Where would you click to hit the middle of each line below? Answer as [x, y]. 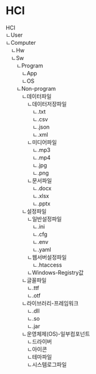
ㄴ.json [41, 127]
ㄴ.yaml [42, 250]
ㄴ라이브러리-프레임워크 [50, 303]
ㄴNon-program [36, 88]
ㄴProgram [30, 66]
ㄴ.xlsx [41, 196]
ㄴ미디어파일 [42, 142]
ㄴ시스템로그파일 [47, 364]
